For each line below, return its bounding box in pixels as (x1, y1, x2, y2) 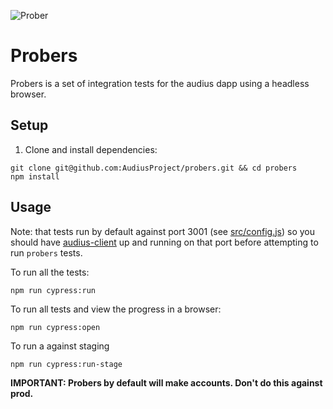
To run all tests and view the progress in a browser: (10, 303, 222, 315)
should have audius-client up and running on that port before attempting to (10, 236, 319, 248)
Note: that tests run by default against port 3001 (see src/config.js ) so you (10, 225, 316, 237)
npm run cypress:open (10, 322, 101, 332)
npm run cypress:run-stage (10, 359, 123, 369)
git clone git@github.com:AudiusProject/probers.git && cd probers (10, 163, 298, 173)
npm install (10, 171, 60, 182)
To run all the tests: (10, 266, 90, 278)
